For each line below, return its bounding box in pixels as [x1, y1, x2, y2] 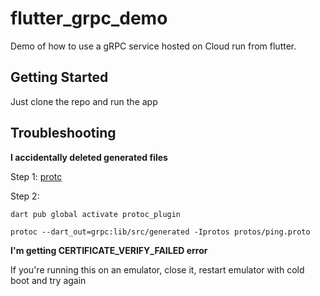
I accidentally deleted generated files [10, 151, 168, 163]
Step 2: [10, 190, 40, 202]
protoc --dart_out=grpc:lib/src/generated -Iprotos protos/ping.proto [10, 227, 311, 237]
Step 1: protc [10, 170, 63, 182]
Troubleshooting [10, 125, 117, 142]
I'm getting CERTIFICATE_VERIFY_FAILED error [10, 244, 208, 256]
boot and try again [10, 274, 87, 286]
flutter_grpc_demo [10, 7, 168, 30]
